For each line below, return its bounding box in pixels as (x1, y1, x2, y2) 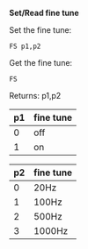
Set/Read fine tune (9, 8, 79, 18)
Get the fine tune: (9, 58, 73, 68)
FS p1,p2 (9, 42, 41, 51)
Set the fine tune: (9, 25, 72, 35)
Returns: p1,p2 (9, 91, 62, 100)
